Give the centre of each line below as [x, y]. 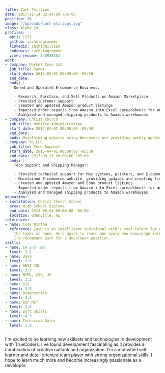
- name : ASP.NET [22, 303]
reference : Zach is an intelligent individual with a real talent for [83, 229]
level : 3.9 [21, 289]
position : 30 [18, 19]
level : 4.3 [21, 316]
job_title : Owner [27, 69]
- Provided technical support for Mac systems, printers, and [79, 174]
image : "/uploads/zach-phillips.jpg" [44, 23]
